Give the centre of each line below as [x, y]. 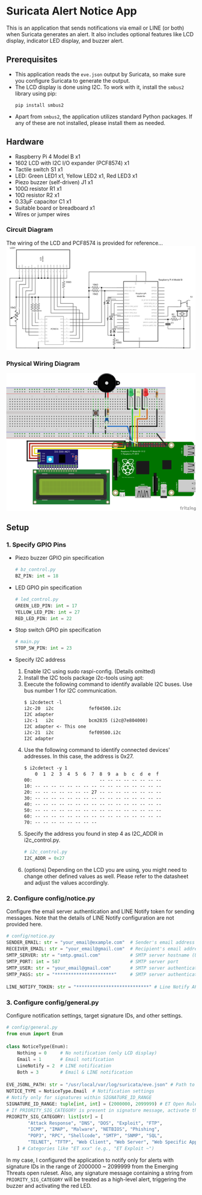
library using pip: [36, 93]
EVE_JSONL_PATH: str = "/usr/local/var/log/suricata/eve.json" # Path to [101, 1085]
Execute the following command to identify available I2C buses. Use [108, 684]
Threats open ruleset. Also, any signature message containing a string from [99, 1173]
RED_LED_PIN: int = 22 [43, 618]
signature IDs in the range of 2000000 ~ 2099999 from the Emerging [92, 1166]
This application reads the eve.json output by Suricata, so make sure [100, 74]
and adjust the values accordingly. [66, 882]
